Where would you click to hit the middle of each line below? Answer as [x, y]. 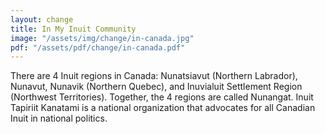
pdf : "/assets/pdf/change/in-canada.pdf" [98, 47]
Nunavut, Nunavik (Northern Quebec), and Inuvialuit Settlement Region [156, 87]
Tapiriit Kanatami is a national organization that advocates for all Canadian [163, 108]
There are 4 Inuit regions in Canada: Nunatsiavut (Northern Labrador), [154, 76]
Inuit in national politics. [59, 118]
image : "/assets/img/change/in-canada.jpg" [102, 38]
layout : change [42, 19]
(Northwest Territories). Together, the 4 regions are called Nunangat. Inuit [162, 97]
